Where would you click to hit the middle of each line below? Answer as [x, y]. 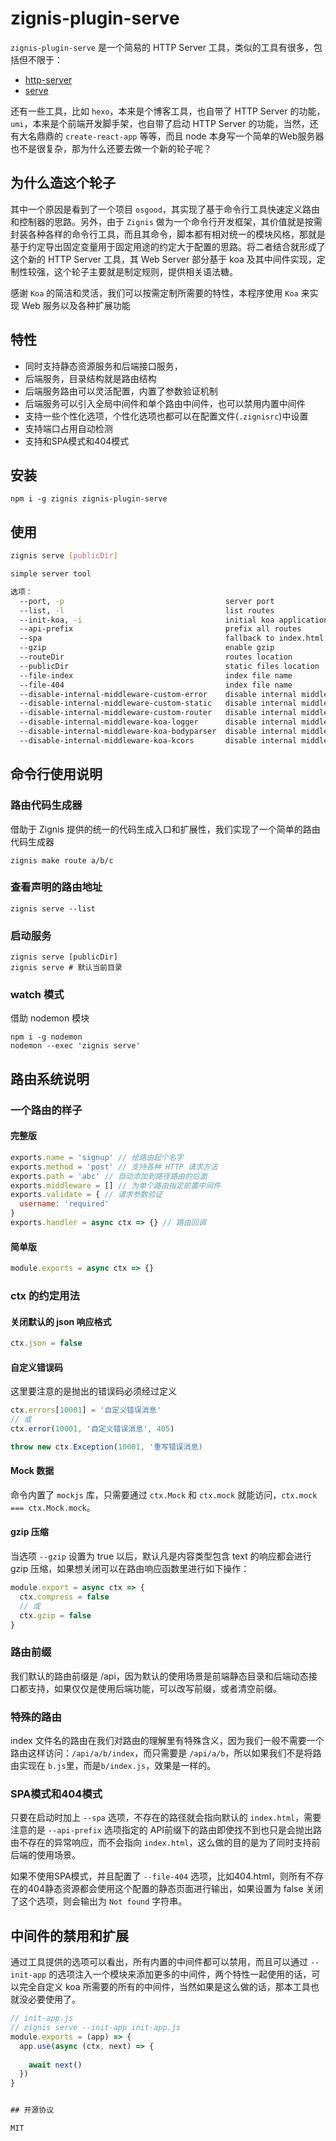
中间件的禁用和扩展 [69, 1935]
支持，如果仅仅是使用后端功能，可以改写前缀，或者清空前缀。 [154, 1688]
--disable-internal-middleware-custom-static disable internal [158, 703]
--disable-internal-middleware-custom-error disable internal [158, 694]
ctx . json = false [46, 1343]
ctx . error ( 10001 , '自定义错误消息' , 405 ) [92, 1428]
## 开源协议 [32, 2110]
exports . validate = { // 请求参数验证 [86, 1195]
